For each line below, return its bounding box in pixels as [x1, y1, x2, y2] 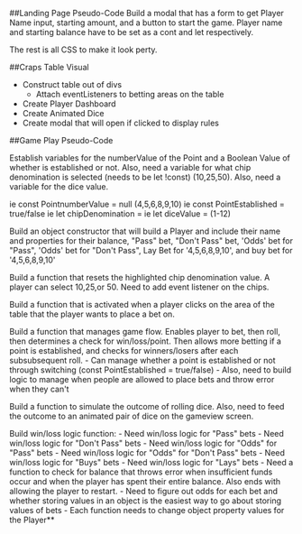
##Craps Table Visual [9, 62, 89, 72]
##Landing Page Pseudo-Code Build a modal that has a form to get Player [9, 8, 284, 18]
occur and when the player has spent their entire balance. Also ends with [9, 476, 281, 486]
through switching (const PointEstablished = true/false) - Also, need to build [9, 364, 292, 375]
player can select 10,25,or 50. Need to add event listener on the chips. [9, 281, 270, 292]
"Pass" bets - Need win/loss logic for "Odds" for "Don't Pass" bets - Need [9, 447, 286, 458]
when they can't [9, 383, 69, 394]
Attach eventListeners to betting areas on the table [35, 89, 224, 99]
